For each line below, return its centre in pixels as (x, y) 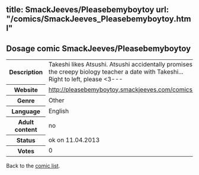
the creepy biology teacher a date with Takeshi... (116, 72)
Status (26, 140)
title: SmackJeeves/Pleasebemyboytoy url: (88, 10)
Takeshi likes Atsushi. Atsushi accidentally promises (120, 65)
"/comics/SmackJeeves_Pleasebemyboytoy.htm (99, 19)
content (26, 129)
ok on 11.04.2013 (74, 140)
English (59, 111)
